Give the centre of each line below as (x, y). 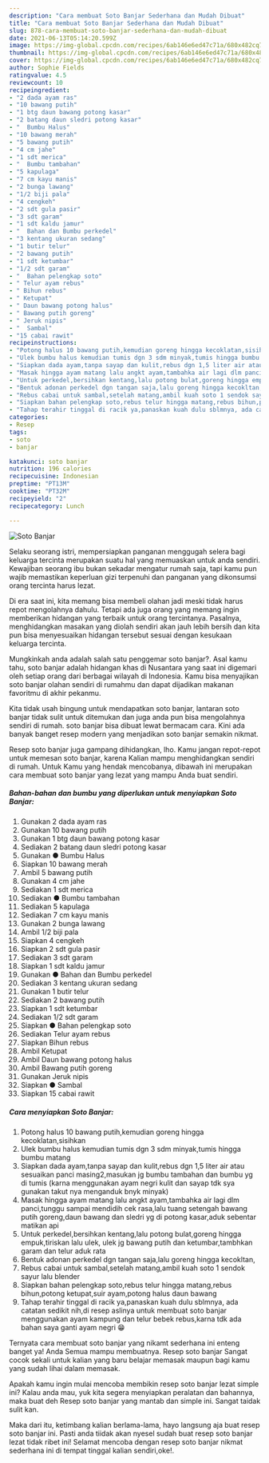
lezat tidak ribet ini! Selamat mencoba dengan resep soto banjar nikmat (126, 1442)
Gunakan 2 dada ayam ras (63, 821)
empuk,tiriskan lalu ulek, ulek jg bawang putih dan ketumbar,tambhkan (136, 1243)
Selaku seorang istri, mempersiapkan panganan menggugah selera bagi (127, 551)
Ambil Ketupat (44, 1051)
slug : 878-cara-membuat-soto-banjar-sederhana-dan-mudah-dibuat (118, 30)
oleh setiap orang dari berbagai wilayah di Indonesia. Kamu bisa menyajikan (134, 676)
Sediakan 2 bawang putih (62, 1000)
